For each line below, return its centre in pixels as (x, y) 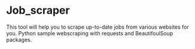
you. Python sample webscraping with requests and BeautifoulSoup (90, 33)
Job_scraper (38, 10)
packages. (19, 39)
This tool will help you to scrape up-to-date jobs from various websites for (98, 27)
